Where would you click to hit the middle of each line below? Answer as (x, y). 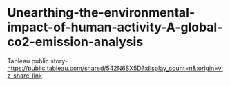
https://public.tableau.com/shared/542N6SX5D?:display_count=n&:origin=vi (115, 68)
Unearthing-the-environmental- (101, 13)
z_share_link (25, 75)
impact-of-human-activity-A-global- (115, 27)
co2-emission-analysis (75, 42)
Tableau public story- (37, 61)
